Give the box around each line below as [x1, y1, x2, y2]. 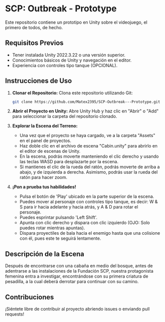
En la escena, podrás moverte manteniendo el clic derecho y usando [19, 153, 159, 159]
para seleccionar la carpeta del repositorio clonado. [12, 113, 117, 119]
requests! [5, 311, 25, 317]
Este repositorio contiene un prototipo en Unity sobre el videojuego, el [5, 19, 148, 25]
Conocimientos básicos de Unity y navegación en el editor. [12, 57, 132, 63]
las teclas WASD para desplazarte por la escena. [19, 159, 119, 165]
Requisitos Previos [5, 39, 64, 47]
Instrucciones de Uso [5, 77, 72, 85]
